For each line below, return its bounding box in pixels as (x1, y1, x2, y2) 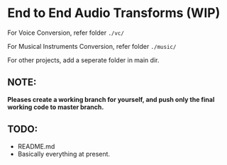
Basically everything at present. (17, 149, 111, 158)
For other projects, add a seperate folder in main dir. (7, 55, 160, 64)
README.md (17, 142, 55, 150)
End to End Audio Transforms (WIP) (7, 5, 221, 21)
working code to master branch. (7, 103, 104, 111)
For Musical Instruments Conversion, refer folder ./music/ (7, 42, 177, 50)
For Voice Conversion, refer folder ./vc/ (7, 28, 124, 37)
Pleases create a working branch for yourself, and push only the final (7, 95, 215, 103)
